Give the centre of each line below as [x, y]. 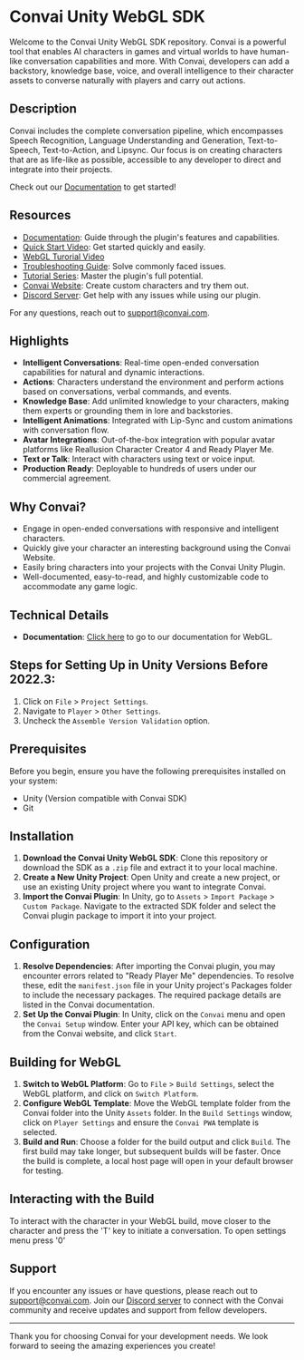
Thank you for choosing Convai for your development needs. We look [139, 1336]
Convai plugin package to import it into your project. [119, 916]
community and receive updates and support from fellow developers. [138, 1310]
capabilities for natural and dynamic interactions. [114, 373]
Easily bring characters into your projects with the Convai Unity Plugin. [154, 568]
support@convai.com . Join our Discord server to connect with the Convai [147, 1300]
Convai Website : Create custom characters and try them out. [135, 285]
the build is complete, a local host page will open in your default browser [158, 1161]
